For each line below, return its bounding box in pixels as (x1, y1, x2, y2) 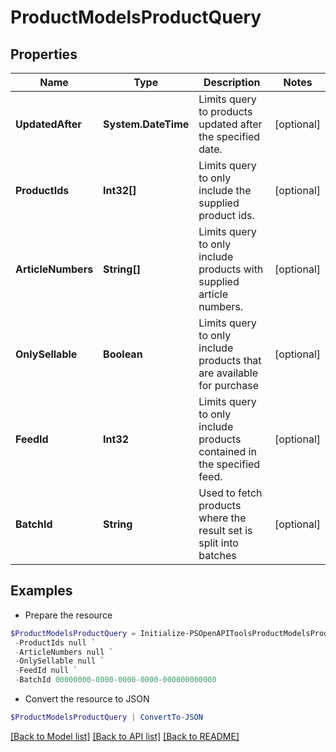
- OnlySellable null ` (14, 656, 105, 666)
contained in (198, 445, 257, 458)
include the (198, 184, 252, 197)
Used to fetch (198, 486, 263, 500)
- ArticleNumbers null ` (14, 647, 114, 657)
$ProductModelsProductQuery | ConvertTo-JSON (10, 712, 203, 723)
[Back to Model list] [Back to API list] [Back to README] (10, 730, 240, 742)
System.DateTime (103, 117, 190, 131)
